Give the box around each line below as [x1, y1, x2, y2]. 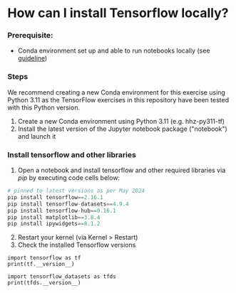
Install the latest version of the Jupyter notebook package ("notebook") [17, 124, 228, 133]
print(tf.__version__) [7, 261, 75, 268]
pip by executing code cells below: [17, 174, 120, 182]
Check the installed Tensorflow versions [17, 240, 136, 250]
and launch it [17, 132, 56, 140]
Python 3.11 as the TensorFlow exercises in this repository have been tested [7, 95, 230, 104]
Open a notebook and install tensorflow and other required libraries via [17, 166, 226, 175]
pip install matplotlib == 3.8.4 [7, 213, 101, 221]
